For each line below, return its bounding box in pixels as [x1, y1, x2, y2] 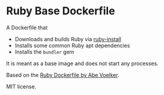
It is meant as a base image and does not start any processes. [6, 60, 159, 67]
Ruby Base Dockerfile [6, 4, 115, 18]
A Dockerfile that [6, 24, 48, 31]
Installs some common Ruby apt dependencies [14, 42, 130, 49]
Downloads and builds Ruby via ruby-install [14, 35, 122, 42]
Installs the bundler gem [14, 48, 75, 55]
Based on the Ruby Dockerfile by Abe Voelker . [6, 71, 119, 78]
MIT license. [6, 82, 37, 90]
